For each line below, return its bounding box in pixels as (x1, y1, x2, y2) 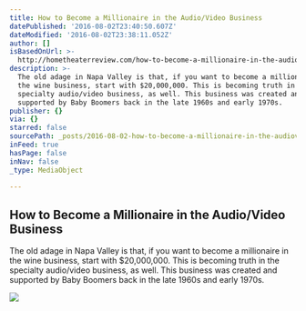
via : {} (9, 115, 39, 124)
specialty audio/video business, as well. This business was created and (9, 265, 278, 276)
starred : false (9, 124, 67, 133)
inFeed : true (9, 140, 59, 149)
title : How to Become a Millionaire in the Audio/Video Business (9, 13, 262, 23)
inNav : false (9, 156, 59, 166)
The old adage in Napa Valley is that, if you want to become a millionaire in (9, 246, 289, 256)
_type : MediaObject (9, 166, 84, 175)
